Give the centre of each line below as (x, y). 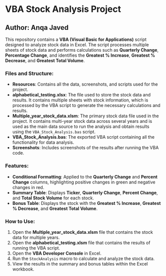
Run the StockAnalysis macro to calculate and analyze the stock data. (83, 258)
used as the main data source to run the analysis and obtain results (81, 127)
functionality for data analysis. (43, 142)
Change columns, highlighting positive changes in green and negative (84, 182)
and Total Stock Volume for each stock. (53, 198)
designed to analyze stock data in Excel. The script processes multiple (77, 45)
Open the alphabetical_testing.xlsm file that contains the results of (81, 243)
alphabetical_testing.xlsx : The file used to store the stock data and (82, 95)
